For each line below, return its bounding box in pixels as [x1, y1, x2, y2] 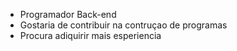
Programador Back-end [19, 9, 117, 20]
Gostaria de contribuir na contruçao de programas [19, 19, 228, 31]
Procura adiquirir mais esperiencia [19, 30, 162, 41]
